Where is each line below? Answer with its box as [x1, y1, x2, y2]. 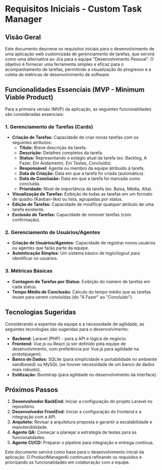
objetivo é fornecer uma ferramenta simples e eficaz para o [5, 62, 124, 67]
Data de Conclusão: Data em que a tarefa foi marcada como [19, 176, 141, 181]
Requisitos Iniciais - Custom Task [5, 3, 142, 15]
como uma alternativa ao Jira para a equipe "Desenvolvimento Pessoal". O [5, 56, 154, 62]
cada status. [12, 284, 37, 290]
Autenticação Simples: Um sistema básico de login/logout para [12, 250, 140, 256]
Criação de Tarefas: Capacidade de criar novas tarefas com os [12, 134, 139, 140]
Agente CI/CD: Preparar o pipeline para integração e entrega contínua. [12, 440, 154, 446]
